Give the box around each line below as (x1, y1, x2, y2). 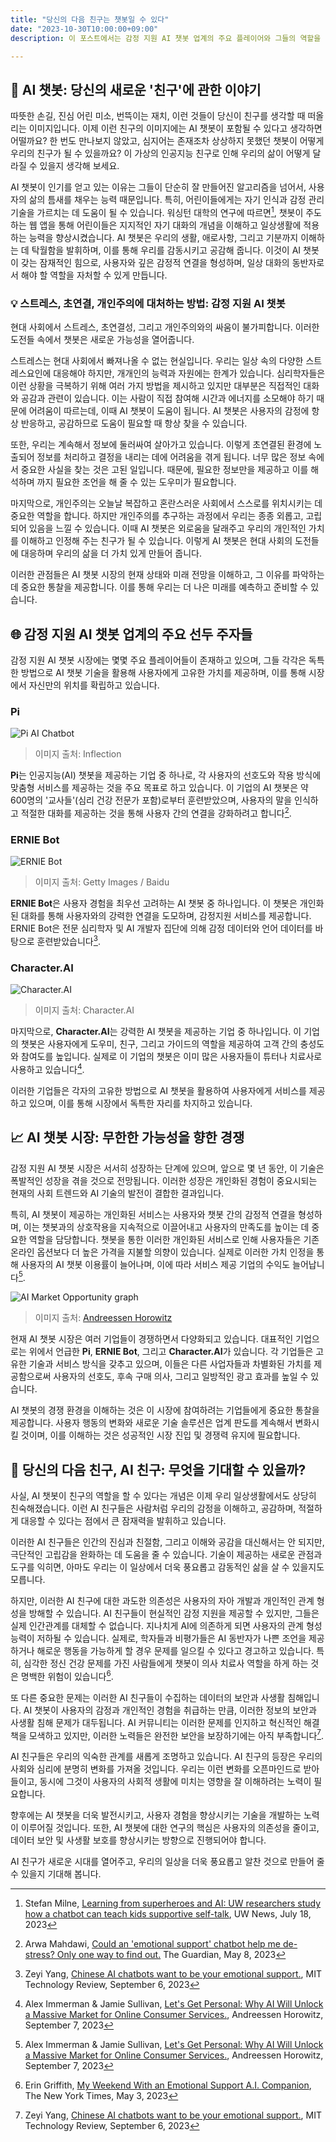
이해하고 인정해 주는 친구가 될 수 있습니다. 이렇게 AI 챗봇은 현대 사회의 (20, 535, 293, 547)
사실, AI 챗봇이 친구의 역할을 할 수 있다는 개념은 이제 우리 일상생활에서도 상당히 (10, 1490, 317, 1502)
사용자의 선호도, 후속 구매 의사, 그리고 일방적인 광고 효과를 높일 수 (53, 1371, 309, 1383)
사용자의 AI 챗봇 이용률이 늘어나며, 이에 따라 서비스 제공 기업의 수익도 (20, 1258, 291, 1270)
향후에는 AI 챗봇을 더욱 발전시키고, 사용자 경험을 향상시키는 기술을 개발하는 (10, 1809, 302, 1821)
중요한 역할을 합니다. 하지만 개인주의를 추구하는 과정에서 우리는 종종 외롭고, (10, 510, 304, 522)
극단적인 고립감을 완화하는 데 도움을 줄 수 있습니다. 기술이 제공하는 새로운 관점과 (10, 1549, 323, 1561)
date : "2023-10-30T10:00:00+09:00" (10, 24, 159, 34)
